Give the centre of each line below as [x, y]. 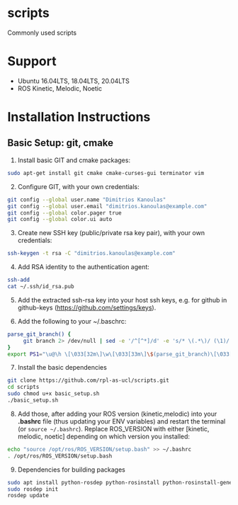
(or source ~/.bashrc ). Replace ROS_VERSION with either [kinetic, [113, 429]
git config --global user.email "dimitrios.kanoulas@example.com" [107, 206]
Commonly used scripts [42, 33]
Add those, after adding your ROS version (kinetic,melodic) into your [117, 414]
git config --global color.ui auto [60, 220]
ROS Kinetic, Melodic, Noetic [60, 88]
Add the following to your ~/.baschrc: [72, 321]
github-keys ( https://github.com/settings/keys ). [87, 307]
